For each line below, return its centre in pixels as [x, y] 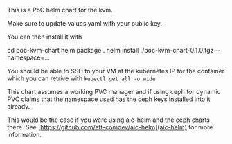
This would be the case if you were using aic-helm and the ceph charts [108, 120]
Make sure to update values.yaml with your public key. [85, 23]
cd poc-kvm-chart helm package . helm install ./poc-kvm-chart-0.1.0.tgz [110, 50]
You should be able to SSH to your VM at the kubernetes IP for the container [116, 71]
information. [25, 135]
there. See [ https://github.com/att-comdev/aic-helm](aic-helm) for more [110, 127]
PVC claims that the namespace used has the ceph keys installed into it [109, 99]
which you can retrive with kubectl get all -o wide [81, 78]
